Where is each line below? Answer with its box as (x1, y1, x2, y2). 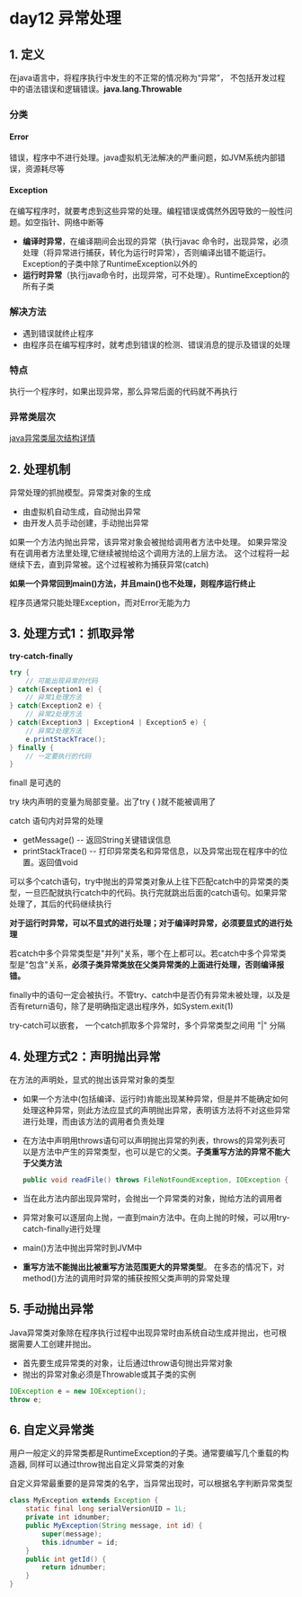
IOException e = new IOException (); (9, 1387, 147, 1396)
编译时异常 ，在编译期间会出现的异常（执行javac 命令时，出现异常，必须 (22, 236, 289, 247)
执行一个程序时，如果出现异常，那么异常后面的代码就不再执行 (9, 386, 238, 397)
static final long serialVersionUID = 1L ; (25, 1504, 187, 1513)
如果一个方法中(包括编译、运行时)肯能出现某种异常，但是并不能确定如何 (22, 1093, 289, 1104)
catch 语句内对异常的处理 (9, 816, 103, 826)
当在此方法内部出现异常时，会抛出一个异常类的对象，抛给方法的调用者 (22, 1193, 283, 1204)
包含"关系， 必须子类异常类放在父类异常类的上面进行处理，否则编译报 (28, 959, 285, 970)
